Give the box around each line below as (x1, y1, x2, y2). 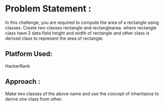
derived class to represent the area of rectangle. (5, 35, 104, 41)
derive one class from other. (5, 96, 63, 102)
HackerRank (5, 63, 31, 69)
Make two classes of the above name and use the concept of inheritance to (5, 91, 160, 97)
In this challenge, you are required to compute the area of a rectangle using (5, 19, 160, 25)
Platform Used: (5, 50, 53, 58)
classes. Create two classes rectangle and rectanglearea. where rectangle (5, 24, 157, 30)
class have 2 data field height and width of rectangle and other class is (5, 30, 150, 36)
